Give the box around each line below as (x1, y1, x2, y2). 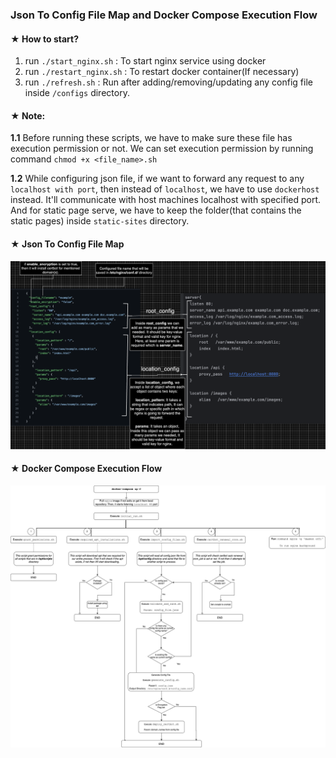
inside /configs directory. (24, 87, 130, 99)
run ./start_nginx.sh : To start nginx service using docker (24, 55, 267, 67)
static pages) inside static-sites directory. (10, 215, 190, 227)
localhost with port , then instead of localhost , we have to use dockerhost (10, 183, 320, 195)
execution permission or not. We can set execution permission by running (10, 143, 314, 155)
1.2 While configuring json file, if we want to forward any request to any (10, 173, 305, 185)
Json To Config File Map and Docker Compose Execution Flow (10, 8, 318, 22)
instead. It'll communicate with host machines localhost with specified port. (10, 194, 322, 206)
